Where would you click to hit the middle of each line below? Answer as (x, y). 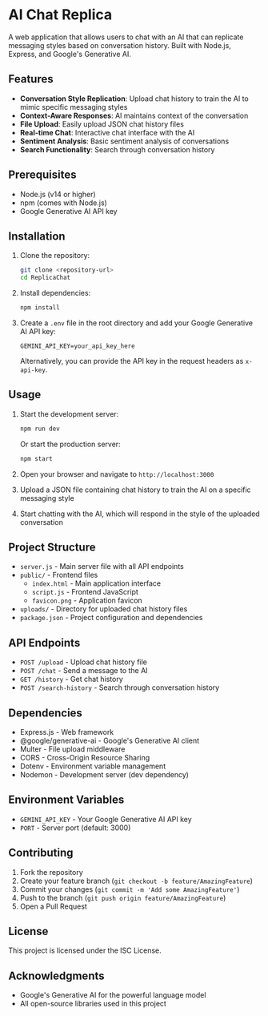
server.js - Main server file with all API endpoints (102, 566)
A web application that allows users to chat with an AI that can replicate (126, 37)
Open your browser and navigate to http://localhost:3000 (117, 474)
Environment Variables (66, 800)
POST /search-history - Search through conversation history (120, 687)
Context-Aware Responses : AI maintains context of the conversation (134, 115)
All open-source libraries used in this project (93, 1004)
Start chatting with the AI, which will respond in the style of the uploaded (140, 514)
